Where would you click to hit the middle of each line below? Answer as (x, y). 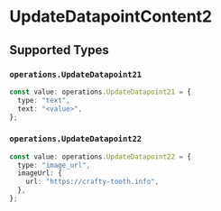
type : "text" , (44, 100)
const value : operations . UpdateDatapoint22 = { (101, 156)
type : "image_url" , (54, 165)
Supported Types (60, 50)
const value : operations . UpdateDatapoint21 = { (101, 92)
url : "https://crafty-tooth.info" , (92, 182)
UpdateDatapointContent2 (111, 17)
